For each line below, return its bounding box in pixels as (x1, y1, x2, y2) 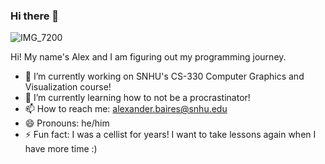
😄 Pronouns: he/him (24, 117, 110, 129)
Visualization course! (24, 81, 112, 93)
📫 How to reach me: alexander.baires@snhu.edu (24, 103, 228, 115)
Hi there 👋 (10, 9, 60, 23)
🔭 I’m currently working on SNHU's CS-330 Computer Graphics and (24, 70, 305, 83)
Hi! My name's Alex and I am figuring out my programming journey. (10, 51, 287, 63)
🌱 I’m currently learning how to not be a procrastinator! (24, 92, 251, 104)
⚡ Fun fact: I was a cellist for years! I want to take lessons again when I (24, 129, 317, 141)
